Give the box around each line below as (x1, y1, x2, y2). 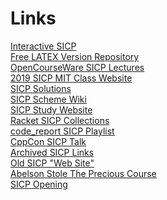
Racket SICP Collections (10, 114, 110, 126)
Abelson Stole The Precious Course (10, 167, 157, 179)
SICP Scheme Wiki (10, 93, 87, 105)
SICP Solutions (10, 82, 72, 94)
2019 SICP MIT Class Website (10, 72, 133, 84)
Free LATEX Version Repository (10, 50, 140, 62)
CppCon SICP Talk (10, 135, 87, 147)
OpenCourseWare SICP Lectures (10, 61, 145, 73)
